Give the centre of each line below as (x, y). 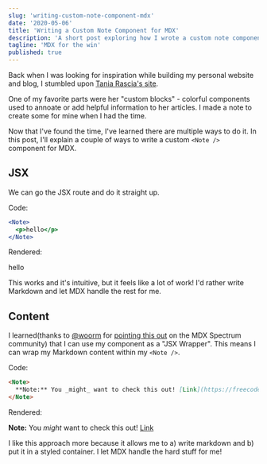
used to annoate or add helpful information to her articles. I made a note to (130, 107)
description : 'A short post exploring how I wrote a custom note (118, 38)
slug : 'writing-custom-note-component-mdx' (81, 15)
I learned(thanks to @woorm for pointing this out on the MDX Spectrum (125, 335)
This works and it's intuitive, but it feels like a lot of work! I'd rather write (126, 283)
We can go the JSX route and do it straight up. (84, 192)
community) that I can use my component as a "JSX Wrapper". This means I (132, 344)
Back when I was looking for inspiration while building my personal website (131, 75)
